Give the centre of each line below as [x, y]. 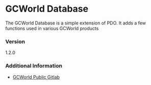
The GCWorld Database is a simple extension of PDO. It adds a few [76, 23]
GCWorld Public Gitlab [36, 77]
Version [15, 41]
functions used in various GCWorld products [52, 28]
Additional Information [34, 66]
